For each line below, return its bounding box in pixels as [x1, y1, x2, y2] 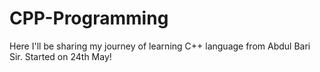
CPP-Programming [9, 7, 169, 30]
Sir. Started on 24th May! [9, 50, 112, 62]
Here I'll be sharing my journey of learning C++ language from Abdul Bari [9, 40, 311, 52]
